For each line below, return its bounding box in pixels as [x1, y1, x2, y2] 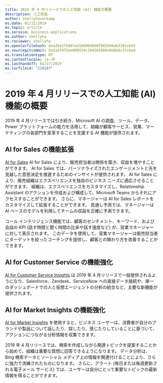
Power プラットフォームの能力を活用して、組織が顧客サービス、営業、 [5, 124, 147, 129]
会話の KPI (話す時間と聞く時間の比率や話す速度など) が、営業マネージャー [5, 224, 154, 230]
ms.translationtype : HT [5, 52, 53, 57]
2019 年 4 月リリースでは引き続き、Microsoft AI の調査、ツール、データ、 [5, 117, 152, 123]
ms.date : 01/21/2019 [5, 20, 47, 26]
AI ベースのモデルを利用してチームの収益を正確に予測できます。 [5, 208, 133, 214]
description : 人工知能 [5, 12, 48, 17]
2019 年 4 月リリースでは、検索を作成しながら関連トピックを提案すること [5, 342, 153, 348]
